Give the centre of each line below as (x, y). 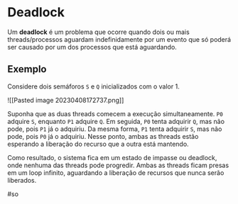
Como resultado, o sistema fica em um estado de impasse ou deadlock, (112, 157)
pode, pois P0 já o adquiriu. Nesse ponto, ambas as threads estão (103, 136)
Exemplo (27, 69)
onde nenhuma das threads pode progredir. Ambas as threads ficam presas (118, 165)
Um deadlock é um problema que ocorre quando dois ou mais (98, 32)
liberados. (22, 180)
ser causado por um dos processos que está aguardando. (92, 47)
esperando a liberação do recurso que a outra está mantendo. (98, 144)
